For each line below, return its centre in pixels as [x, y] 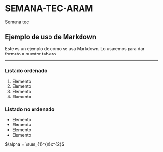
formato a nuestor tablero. [31, 54]
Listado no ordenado [30, 109]
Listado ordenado [26, 70]
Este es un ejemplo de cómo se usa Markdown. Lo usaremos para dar [75, 48]
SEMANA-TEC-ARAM [49, 8]
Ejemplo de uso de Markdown [51, 37]
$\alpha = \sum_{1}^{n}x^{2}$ [35, 144]
